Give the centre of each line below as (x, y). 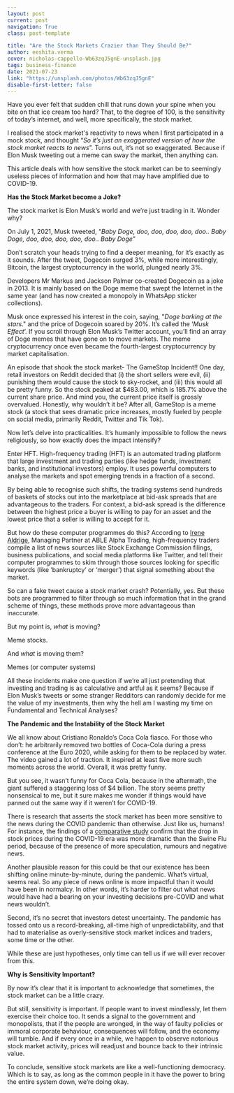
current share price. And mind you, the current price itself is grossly (105, 397)
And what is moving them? (45, 654)
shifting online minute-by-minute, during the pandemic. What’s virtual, (108, 874)
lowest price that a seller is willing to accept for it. (79, 519)
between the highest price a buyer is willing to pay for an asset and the (109, 512)
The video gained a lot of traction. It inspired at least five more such (105, 760)
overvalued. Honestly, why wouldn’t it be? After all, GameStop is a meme (112, 404)
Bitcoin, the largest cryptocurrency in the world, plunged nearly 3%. (105, 267)
